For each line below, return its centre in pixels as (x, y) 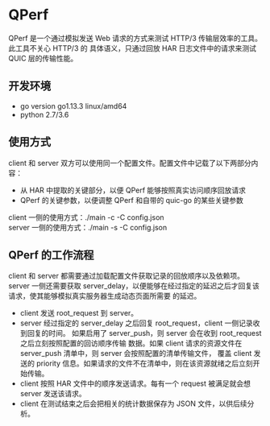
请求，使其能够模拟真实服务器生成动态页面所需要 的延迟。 (105, 296)
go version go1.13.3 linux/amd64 (73, 105)
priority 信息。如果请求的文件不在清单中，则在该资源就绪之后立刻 (144, 363)
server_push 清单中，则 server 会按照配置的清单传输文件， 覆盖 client (136, 354)
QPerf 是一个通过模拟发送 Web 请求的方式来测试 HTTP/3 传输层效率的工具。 (135, 38)
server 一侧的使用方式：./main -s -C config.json (88, 227)
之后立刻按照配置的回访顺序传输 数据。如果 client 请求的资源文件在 (131, 343)
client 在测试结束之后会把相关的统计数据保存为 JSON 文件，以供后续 (133, 403)
